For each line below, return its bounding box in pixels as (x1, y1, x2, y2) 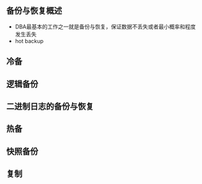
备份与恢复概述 (6, 5, 62, 16)
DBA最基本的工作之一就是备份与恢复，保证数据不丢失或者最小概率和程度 (15, 23, 196, 30)
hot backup (15, 37, 44, 44)
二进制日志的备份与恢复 (6, 101, 94, 111)
